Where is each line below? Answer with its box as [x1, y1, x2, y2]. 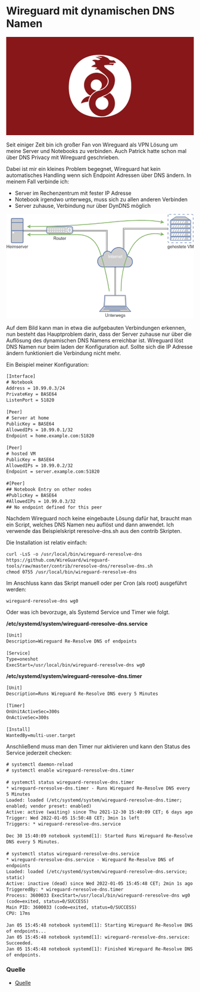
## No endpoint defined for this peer [6, 504, 102, 510]
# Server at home [6, 415, 49, 421]
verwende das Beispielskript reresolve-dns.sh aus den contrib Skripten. [6, 527, 182, 534]
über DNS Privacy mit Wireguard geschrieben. [6, 154, 120, 161]
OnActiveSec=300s [6, 715, 49, 720]
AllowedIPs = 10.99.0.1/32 [6, 427, 73, 433]
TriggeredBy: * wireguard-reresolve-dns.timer [6, 886, 124, 893]
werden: [6, 585, 27, 593]
